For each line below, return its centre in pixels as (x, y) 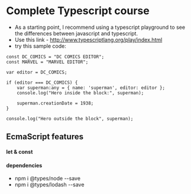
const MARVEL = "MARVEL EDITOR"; (47, 62)
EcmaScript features (45, 137)
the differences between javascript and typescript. (76, 33)
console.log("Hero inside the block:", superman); (80, 93)
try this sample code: (40, 46)
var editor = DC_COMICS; (37, 72)
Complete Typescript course (78, 11)
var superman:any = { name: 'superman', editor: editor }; (91, 88)
